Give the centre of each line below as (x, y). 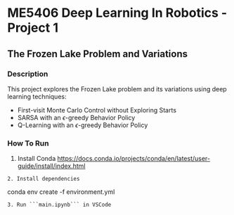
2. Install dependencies (44, 179)
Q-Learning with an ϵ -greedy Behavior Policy (83, 125)
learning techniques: (37, 96)
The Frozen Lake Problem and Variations (98, 54)
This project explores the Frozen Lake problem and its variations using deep (117, 89)
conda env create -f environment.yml (61, 192)
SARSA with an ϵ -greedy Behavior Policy (76, 117)
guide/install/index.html (51, 166)
